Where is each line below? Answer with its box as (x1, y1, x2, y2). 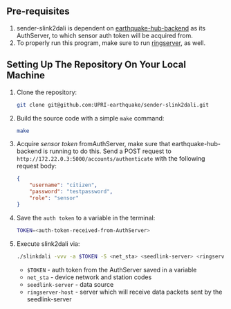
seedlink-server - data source (26, 280, 114, 288)
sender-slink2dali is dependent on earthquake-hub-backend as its (16, 24, 205, 32)
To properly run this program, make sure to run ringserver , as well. (16, 38, 205, 47)
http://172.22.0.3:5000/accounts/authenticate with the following (16, 154, 205, 163)
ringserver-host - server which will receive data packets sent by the (26, 288, 223, 296)
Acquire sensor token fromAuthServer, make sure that (16, 140, 171, 148)
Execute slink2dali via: (16, 239, 80, 248)
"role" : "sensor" (29, 195, 80, 202)
